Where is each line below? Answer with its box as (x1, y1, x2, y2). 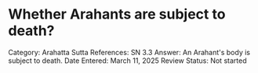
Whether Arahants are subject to (8, 5, 226, 23)
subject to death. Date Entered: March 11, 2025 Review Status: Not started (8, 56, 247, 65)
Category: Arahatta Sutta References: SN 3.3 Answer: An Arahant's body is (8, 47, 251, 57)
